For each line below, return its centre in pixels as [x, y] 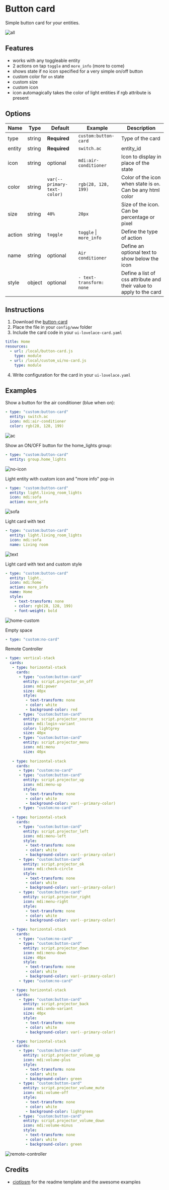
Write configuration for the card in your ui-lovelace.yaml [71, 375]
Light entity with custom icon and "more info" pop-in [60, 478]
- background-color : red [52, 710]
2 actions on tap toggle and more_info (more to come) [68, 65]
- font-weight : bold [36, 611]
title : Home [18, 342]
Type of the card [141, 138]
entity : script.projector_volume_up [62, 1056]
